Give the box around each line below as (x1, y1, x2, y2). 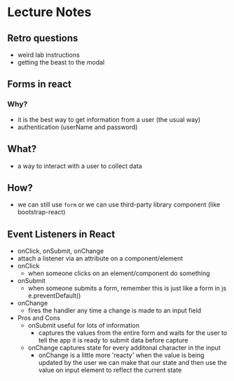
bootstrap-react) (17, 208, 66, 216)
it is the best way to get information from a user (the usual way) (17, 115, 201, 123)
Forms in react (7, 78, 71, 90)
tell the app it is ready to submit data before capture (38, 336, 188, 345)
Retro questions (7, 32, 78, 44)
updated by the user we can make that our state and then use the (38, 359, 228, 367)
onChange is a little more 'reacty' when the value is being (38, 351, 205, 359)
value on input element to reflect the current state (38, 366, 182, 375)
